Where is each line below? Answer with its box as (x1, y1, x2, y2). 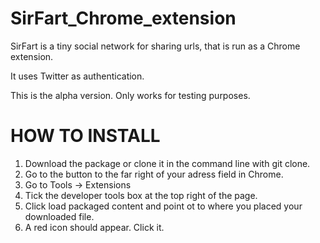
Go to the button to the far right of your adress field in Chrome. (24, 168, 284, 180)
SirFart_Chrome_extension (10, 7, 237, 30)
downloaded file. (24, 210, 95, 222)
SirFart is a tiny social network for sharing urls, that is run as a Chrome (10, 40, 301, 52)
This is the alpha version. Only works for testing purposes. (10, 89, 251, 101)
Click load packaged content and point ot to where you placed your (24, 200, 303, 212)
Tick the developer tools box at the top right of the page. (24, 189, 258, 201)
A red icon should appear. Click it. (24, 221, 165, 233)
